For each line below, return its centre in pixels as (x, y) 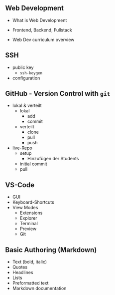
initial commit (33, 164)
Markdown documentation (39, 289)
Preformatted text (30, 283)
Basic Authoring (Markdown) (51, 250)
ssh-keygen (31, 73)
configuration (26, 78)
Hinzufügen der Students (53, 159)
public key (23, 67)
